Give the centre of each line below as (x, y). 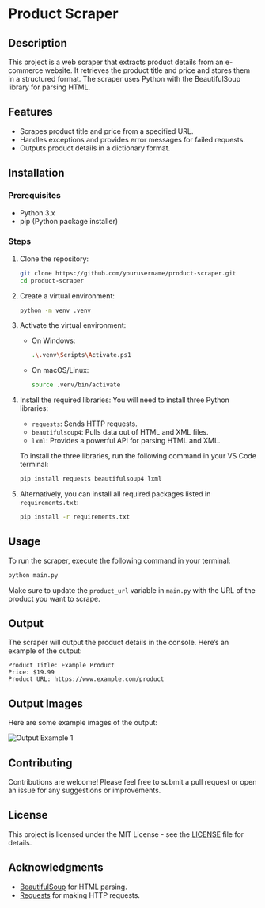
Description (38, 43)
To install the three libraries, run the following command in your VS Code (138, 456)
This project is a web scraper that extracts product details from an (116, 62)
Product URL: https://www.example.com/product (86, 679)
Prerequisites (34, 196)
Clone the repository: (54, 259)
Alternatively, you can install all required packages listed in (115, 494)
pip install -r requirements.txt (75, 517)
